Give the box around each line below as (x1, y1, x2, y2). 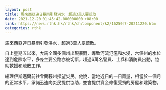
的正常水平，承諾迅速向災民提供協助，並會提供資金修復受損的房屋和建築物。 (5, 80, 161, 86)
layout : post (5, 7, 32, 12)
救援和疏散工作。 (9, 63, 44, 69)
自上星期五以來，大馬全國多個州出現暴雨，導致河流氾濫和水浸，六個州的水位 (5, 50, 161, 56)
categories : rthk (5, 26, 41, 31)
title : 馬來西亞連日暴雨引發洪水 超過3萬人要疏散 (5, 12, 97, 17)
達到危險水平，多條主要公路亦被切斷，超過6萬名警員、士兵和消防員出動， (5, 56, 155, 62)
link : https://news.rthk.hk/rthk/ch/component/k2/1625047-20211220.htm (5, 21, 156, 26)
